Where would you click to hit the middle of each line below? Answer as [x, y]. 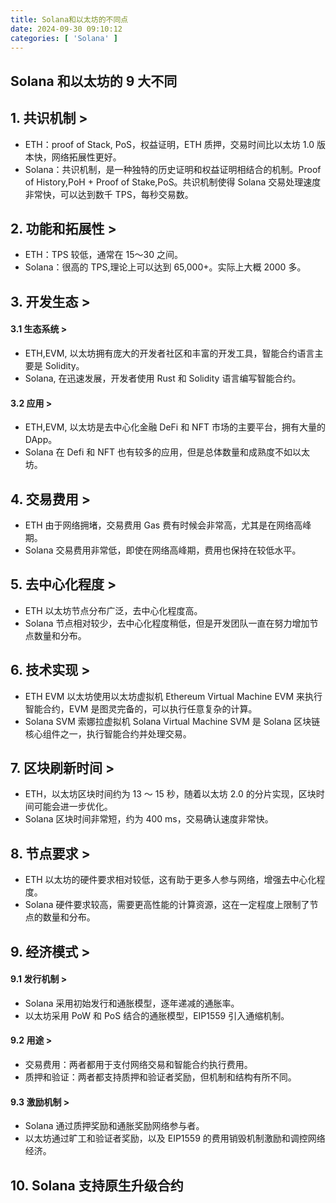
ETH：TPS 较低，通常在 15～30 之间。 [103, 255]
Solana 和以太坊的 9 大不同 [94, 81]
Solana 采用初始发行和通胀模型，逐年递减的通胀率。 [132, 1003]
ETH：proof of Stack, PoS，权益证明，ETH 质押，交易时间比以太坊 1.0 [169, 144]
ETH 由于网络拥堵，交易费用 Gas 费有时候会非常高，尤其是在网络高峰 [168, 525]
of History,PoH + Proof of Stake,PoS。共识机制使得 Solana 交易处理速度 [173, 182]
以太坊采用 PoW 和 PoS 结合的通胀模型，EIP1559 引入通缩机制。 [157, 1015]
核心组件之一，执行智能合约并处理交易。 [108, 733]
